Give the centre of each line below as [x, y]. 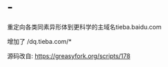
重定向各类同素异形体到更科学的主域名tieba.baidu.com [84, 27]
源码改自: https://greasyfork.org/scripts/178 [69, 56]
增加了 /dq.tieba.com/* [40, 41]
